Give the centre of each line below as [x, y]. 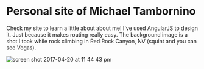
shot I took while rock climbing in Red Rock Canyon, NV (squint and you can [101, 41]
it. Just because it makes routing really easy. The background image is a [97, 34]
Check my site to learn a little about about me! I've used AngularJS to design [102, 28]
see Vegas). [21, 48]
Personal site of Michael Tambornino [101, 11]
